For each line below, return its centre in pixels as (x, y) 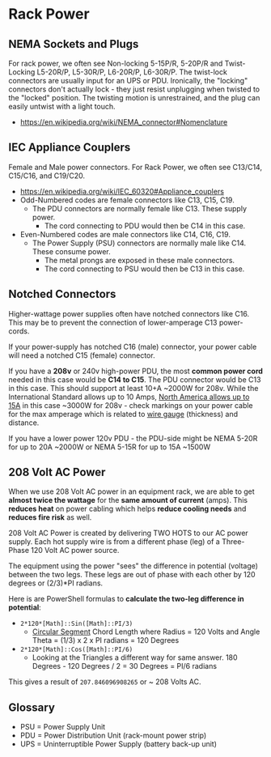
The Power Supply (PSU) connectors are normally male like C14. (139, 243)
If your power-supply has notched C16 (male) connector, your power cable (133, 347)
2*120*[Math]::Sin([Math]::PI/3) (76, 624)
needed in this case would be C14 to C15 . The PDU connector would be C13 (135, 379)
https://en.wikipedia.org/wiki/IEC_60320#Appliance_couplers (122, 191)
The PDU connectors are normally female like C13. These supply (140, 208)
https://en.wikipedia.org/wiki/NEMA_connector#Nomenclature (124, 122)
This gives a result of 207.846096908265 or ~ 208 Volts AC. (105, 682)
